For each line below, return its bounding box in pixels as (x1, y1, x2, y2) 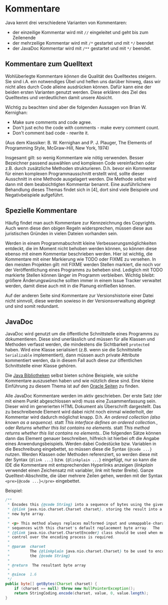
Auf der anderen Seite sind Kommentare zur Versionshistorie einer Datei (5, 292, 154, 298)
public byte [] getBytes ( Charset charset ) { (5, 581, 97, 586)
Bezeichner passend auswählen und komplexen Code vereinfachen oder (5, 160, 155, 166)
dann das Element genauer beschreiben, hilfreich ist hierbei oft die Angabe (5, 436, 159, 442)
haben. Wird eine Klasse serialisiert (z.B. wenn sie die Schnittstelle (5, 347, 142, 353)
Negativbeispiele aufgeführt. (5, 191, 64, 198)
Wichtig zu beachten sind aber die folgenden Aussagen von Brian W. (5, 104, 146, 110)
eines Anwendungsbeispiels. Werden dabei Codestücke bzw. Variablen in (5, 441, 156, 447)
